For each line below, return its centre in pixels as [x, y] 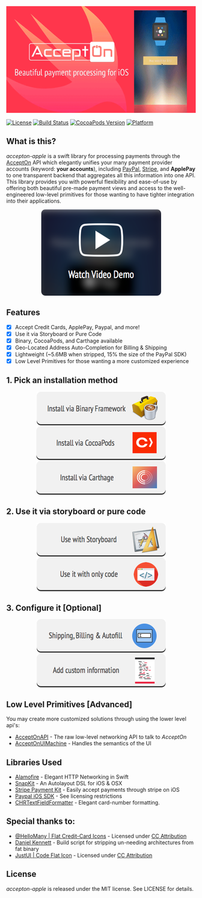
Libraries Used [34, 762]
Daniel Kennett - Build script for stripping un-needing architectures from [104, 842]
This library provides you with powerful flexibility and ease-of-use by [92, 182]
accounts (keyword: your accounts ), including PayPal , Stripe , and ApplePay [101, 169]
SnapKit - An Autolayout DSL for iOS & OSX [69, 783]
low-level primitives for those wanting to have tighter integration [115, 194]
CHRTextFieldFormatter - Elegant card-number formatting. [87, 803]
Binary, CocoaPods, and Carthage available [69, 341]
